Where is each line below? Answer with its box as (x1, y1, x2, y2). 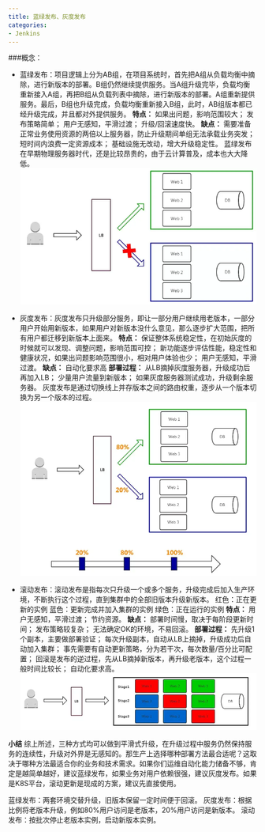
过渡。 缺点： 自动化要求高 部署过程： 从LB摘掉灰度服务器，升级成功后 (19, 362, 251, 372)
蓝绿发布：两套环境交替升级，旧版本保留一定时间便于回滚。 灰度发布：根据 (8, 795, 252, 804)
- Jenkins (8, 29, 41, 37)
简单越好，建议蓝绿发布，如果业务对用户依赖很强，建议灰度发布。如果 (28, 768, 257, 778)
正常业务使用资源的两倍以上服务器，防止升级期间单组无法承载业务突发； (19, 129, 255, 138)
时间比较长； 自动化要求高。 (26, 664, 119, 674)
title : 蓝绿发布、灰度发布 (8, 13, 87, 21)
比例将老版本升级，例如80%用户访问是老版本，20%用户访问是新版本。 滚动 (8, 805, 256, 815)
